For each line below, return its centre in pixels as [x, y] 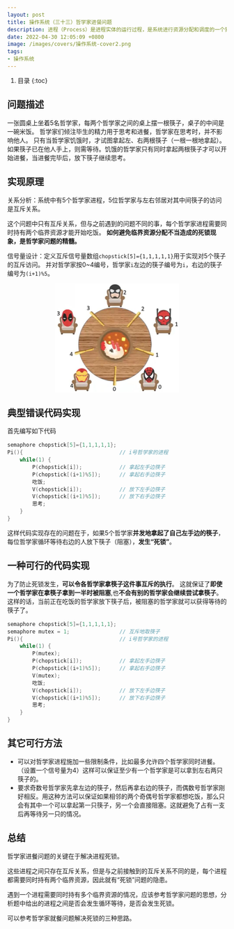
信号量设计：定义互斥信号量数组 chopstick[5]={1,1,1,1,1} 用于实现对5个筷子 [117, 255]
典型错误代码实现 [44, 413]
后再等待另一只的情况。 [51, 814]
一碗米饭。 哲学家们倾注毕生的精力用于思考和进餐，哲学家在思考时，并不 [112, 131]
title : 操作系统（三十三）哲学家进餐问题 [60, 22]
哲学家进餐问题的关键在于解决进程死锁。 [65, 856]
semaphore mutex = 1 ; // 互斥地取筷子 [84, 632]
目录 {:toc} [32, 80]
